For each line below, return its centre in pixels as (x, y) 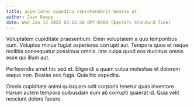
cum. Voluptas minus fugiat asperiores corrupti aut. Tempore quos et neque (97, 45)
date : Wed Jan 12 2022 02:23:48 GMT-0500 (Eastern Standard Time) (89, 22)
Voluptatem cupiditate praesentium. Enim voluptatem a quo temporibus (92, 39)
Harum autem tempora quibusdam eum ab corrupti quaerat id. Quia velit (93, 93)
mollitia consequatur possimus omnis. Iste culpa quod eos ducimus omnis (95, 51)
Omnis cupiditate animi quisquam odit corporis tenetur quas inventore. (91, 87)
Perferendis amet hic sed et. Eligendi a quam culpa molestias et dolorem (93, 69)
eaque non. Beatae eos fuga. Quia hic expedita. (63, 75)
